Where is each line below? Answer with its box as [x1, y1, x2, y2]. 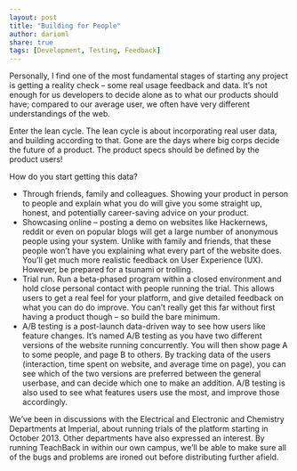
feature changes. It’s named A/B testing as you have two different [21, 330, 262, 341]
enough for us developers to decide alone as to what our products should [9, 90, 278, 101]
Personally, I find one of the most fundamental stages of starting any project [9, 70, 289, 81]
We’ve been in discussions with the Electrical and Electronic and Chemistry [9, 414, 285, 425]
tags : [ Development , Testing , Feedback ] [9, 46, 162, 55]
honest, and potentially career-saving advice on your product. [21, 207, 249, 218]
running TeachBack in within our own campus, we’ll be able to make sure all [9, 443, 287, 453]
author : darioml [9, 29, 69, 38]
